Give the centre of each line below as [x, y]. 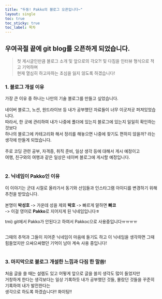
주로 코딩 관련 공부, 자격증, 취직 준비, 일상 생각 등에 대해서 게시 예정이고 [73, 151]
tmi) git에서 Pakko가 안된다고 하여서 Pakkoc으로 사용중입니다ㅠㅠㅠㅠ [71, 221]
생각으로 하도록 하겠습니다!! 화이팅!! [39, 291]
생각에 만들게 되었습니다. [28, 140]
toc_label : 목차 [20, 28]
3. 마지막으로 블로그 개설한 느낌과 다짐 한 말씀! [56, 262]
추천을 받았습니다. [22, 194]
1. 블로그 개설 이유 [25, 87]
